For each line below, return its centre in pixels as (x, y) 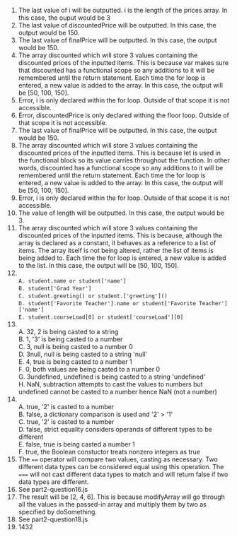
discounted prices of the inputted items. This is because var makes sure (123, 63)
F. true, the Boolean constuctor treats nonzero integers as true (109, 452)
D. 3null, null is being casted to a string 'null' (83, 354)
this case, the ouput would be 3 (64, 18)
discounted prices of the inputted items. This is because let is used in (120, 153)
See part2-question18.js (53, 519)
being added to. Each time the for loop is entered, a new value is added (122, 258)
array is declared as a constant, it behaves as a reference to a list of (117, 243)
